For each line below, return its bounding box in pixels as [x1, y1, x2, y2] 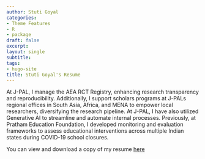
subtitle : [6, 54, 32, 61]
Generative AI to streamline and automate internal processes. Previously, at [6, 114, 196, 122]
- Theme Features [6, 20, 51, 26]
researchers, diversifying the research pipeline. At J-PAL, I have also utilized [6, 108, 199, 115]
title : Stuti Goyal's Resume [6, 72, 81, 78]
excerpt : [6, 43, 29, 50]
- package [6, 32, 32, 38]
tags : [6, 60, 20, 66]
